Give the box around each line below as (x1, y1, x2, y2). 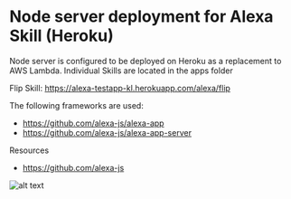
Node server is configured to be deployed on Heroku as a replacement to (9, 55, 282, 66)
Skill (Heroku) (9, 25, 115, 46)
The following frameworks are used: (9, 99, 145, 110)
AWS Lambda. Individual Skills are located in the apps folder (9, 65, 233, 76)
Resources (9, 145, 50, 156)
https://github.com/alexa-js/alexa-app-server (22, 127, 192, 137)
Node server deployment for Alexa (9, 6, 274, 27)
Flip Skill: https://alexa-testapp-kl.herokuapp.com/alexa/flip (9, 82, 230, 93)
